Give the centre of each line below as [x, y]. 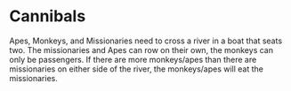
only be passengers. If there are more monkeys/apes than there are [133, 59]
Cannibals [48, 16]
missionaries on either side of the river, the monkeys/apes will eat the [137, 69]
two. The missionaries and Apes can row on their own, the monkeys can [141, 49]
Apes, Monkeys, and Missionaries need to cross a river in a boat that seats [146, 41]
